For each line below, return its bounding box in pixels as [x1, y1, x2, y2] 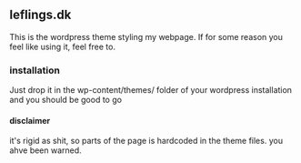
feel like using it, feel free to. [9, 41, 116, 52]
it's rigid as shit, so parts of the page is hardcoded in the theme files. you [9, 136, 284, 147]
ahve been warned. [9, 145, 82, 156]
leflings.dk [9, 7, 72, 23]
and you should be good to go [9, 95, 123, 106]
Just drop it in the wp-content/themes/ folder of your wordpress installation [9, 85, 293, 96]
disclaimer [9, 115, 51, 126]
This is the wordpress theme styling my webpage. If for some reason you [9, 31, 284, 42]
